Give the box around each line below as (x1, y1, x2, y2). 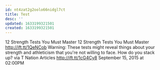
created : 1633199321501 (5, 26, 55, 31)
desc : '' (5, 16, 23, 21)
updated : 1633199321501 (5, 21, 55, 26)
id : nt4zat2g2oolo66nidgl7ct (5, 7, 66, 12)
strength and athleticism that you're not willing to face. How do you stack (5, 50, 155, 56)
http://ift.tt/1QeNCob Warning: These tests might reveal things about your (5, 44, 155, 50)
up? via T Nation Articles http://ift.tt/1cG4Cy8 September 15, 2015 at (5, 55, 144, 61)
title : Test (5, 12, 30, 17)
